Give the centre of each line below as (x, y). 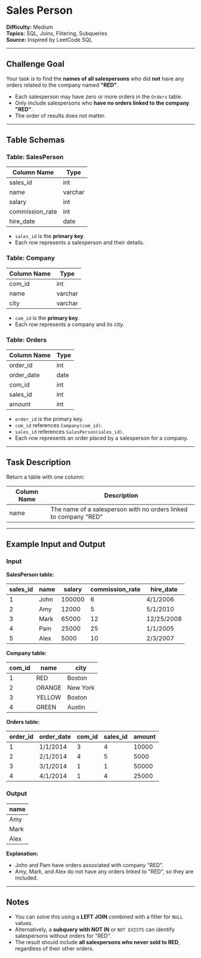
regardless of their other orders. (54, 948)
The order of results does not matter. (60, 115)
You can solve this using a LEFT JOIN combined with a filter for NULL (99, 917)
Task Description (39, 462)
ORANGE (49, 688)
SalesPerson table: (30, 574)
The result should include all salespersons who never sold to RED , (98, 942)
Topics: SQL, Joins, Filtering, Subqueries (57, 33)
